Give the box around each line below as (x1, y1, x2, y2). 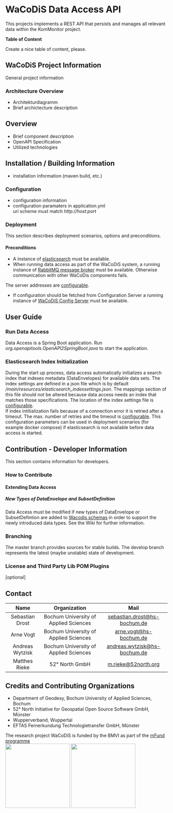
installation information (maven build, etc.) (12, 172, 102, 179)
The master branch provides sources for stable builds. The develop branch (5, 544, 164, 551)
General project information (5, 75, 64, 81)
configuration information (12, 197, 67, 203)
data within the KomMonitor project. (5, 26, 81, 32)
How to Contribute (5, 471, 53, 479)
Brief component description (12, 133, 74, 139)
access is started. (5, 430, 43, 436)
